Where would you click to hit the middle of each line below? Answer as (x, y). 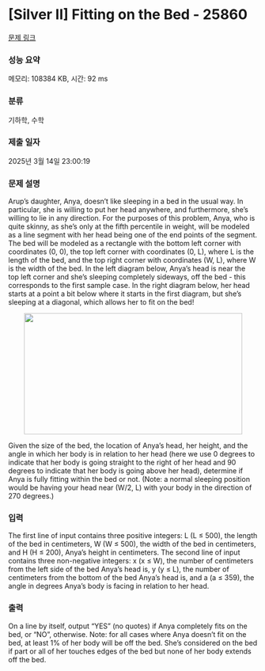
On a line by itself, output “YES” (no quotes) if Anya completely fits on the (128, 626)
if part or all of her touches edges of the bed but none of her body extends (130, 651)
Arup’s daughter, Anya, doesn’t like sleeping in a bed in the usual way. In (126, 201)
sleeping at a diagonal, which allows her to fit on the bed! (101, 302)
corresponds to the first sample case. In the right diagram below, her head (129, 286)
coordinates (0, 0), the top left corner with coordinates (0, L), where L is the (131, 252)
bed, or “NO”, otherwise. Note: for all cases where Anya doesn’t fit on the (127, 634)
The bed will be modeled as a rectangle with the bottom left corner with (125, 244)
